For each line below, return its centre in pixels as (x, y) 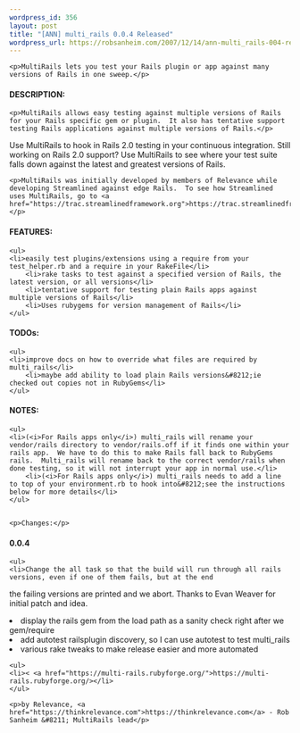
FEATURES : (31, 232)
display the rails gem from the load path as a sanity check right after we (152, 621)
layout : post (33, 26)
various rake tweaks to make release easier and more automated (140, 649)
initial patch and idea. (49, 604)
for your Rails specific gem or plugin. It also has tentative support (147, 121)
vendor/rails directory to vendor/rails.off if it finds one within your (150, 446)
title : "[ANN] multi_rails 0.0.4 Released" (92, 34)
